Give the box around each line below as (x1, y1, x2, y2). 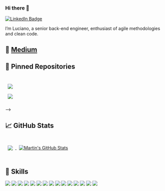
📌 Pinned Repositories (5, 62, 75, 71)
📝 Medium (5, 45, 37, 54)
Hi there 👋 (5, 4, 30, 11)
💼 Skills (5, 167, 28, 175)
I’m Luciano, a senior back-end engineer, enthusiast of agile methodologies (5, 25, 160, 31)
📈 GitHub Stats (5, 121, 54, 129)
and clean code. (5, 31, 38, 37)
